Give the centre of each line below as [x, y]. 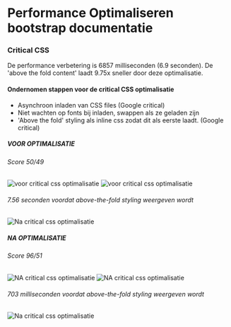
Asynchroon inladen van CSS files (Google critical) [91, 105]
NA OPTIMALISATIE [37, 238]
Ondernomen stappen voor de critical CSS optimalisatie [91, 89]
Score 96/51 [25, 256]
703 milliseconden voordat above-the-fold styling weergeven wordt [106, 294]
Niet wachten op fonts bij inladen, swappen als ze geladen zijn [108, 113]
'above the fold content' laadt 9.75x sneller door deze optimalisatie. [105, 73]
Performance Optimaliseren [91, 13]
